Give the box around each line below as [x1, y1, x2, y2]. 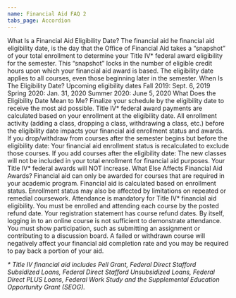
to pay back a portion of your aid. [7, 246, 104, 255]
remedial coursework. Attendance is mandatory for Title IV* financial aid [7, 193, 217, 202]
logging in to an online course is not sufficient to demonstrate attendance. [7, 216, 222, 225]
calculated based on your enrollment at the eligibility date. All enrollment [7, 111, 217, 120]
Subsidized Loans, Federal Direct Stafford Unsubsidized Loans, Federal [7, 268, 215, 276]
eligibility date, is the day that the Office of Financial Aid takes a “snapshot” [7, 44, 225, 52]
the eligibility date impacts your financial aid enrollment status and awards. [7, 126, 224, 135]
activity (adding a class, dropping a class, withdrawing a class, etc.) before [7, 119, 225, 127]
